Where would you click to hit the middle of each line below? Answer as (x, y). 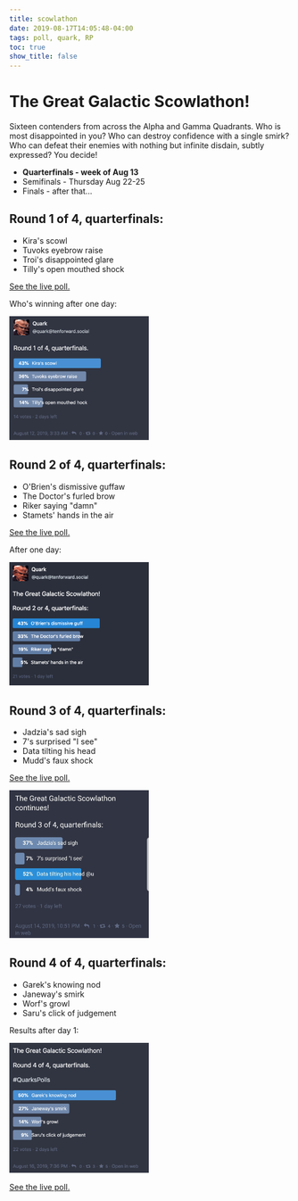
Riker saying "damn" (60, 505)
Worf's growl (46, 1003)
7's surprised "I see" (60, 741)
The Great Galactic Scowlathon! (129, 102)
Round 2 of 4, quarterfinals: (88, 465)
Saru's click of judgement (69, 1013)
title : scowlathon (43, 19)
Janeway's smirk (53, 994)
